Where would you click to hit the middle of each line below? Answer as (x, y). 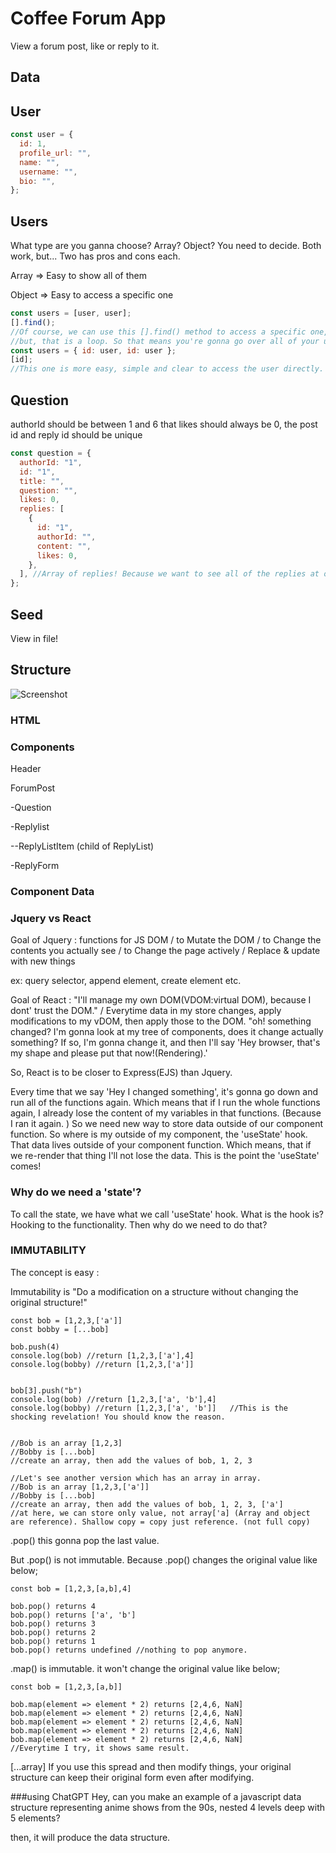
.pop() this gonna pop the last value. (85, 1540)
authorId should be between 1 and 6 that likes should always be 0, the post (164, 424)
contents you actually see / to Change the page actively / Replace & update (165, 951)
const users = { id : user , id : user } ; (93, 350)
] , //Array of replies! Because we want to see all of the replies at (169, 574)
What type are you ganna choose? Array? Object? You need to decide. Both (166, 246)
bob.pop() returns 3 (53, 1623)
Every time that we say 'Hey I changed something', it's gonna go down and (164, 1092)
